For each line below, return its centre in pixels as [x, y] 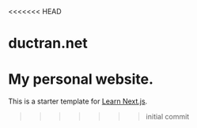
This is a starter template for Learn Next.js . [78, 101]
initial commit [168, 117]
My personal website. [81, 79]
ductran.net [48, 43]
